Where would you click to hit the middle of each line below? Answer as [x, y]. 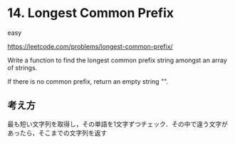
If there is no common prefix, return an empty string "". [88, 81]
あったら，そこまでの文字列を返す [57, 133]
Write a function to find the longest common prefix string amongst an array [117, 60]
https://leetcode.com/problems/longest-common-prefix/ [90, 46]
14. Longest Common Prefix [91, 13]
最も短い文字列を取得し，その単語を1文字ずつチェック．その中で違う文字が [117, 124]
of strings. [22, 67]
